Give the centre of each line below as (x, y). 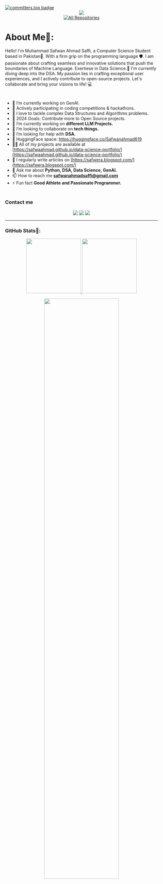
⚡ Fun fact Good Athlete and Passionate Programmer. (67, 183)
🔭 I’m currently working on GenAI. (46, 103)
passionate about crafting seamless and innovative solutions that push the (79, 63)
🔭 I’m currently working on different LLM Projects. (63, 124)
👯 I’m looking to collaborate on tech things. (55, 129)
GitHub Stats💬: (23, 230)
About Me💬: (30, 37)
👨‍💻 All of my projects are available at (49, 144)
